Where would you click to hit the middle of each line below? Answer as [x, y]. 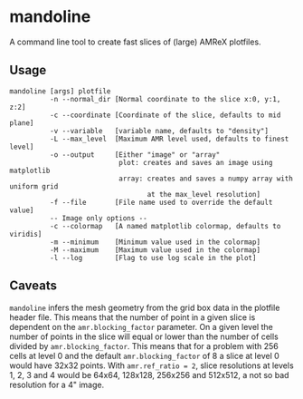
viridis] [26, 234]
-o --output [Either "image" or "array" [135, 155]
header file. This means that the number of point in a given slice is [133, 317]
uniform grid [34, 186]
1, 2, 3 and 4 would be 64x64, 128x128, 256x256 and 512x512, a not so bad [149, 375]
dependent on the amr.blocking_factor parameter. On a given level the [141, 326]
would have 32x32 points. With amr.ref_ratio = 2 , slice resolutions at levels [151, 365]
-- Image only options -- [98, 218]
